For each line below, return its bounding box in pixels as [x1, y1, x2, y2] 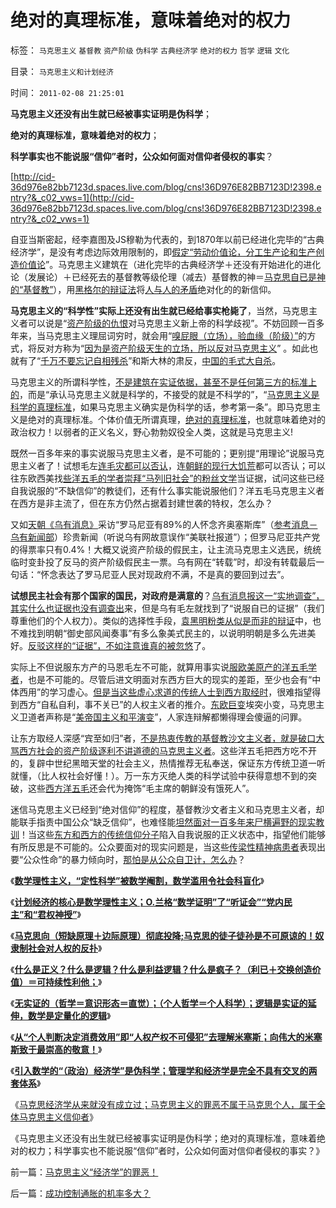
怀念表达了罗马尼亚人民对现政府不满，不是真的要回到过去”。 [40, 568, 290, 580]
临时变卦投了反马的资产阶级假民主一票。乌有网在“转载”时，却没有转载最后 [10, 556, 317, 568]
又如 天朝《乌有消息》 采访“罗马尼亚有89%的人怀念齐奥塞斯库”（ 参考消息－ [10, 518, 318, 530]
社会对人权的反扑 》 [27, 942, 103, 954]
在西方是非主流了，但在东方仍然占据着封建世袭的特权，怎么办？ [10, 497, 273, 509]
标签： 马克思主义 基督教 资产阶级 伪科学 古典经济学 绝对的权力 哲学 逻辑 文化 [10, 44, 290, 56]
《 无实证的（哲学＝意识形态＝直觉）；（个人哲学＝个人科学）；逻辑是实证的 [10, 997, 308, 1009]
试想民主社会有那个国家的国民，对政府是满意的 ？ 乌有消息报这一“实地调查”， [10, 589, 325, 601]
